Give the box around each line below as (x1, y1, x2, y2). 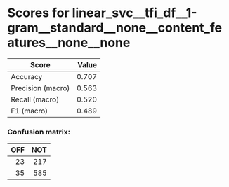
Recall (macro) (11, 95, 60, 104)
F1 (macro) (11, 106, 48, 116)
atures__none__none (7, 35, 131, 50)
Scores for (7, 5, 70, 21)
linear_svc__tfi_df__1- (72, 5, 197, 21)
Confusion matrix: (7, 127, 71, 137)
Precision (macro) (11, 83, 70, 92)
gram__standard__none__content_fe (7, 20, 223, 36)
